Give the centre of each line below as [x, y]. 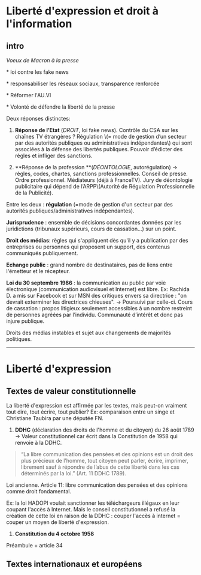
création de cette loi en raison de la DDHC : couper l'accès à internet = [93, 516]
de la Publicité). [34, 193]
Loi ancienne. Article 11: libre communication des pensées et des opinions [97, 485]
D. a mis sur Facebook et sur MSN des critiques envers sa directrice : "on [97, 296]
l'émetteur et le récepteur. [38, 271]
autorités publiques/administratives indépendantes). [70, 211]
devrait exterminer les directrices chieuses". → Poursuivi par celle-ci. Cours [100, 302]
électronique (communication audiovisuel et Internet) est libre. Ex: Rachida [98, 289]
